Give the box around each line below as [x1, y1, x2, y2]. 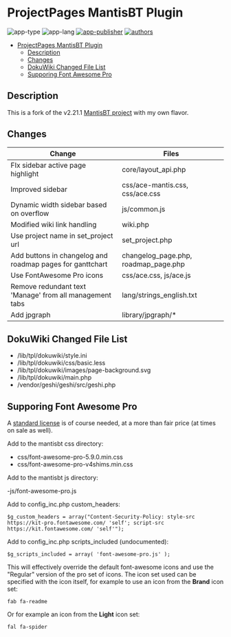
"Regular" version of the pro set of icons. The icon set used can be [7, 570, 197, 579]
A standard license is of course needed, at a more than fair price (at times [7, 419, 217, 427]
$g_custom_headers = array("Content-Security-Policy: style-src [7, 514, 195, 521]
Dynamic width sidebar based [10, 199, 107, 209]
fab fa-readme [7, 598, 48, 605]
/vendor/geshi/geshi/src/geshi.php [16, 380, 116, 389]
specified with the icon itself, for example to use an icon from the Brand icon [7, 578, 224, 586]
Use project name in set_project [10, 230, 113, 240]
